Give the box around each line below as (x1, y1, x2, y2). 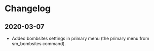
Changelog (4, 3, 51, 14)
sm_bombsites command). (11, 41, 66, 47)
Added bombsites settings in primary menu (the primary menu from (11, 35, 150, 41)
